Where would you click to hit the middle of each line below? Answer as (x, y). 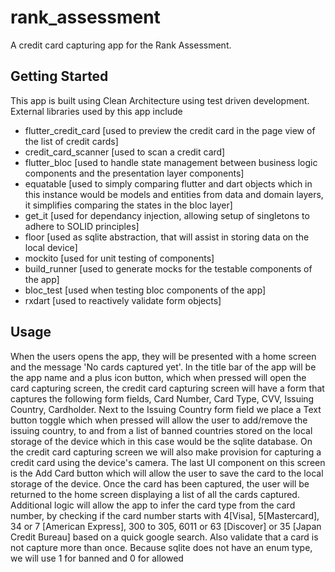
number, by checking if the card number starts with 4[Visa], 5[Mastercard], (165, 515)
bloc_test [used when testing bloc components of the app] (145, 290)
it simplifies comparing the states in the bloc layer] (128, 205)
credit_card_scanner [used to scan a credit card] (125, 152)
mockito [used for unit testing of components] (119, 258)
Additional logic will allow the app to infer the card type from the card (153, 505)
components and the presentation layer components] (134, 173)
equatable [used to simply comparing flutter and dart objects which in (168, 183)
